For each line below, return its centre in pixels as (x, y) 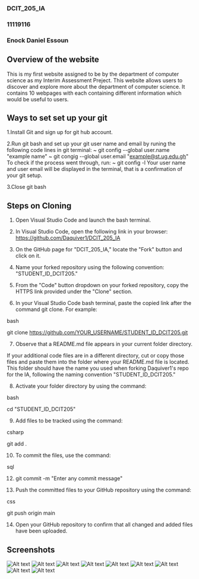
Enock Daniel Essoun (38, 40)
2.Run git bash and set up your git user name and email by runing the (91, 144)
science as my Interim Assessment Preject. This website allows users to (95, 80)
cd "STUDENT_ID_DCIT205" (41, 409)
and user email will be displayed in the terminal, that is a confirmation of (95, 169)
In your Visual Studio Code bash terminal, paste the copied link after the (103, 303)
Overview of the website (53, 60)
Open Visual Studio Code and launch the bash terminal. (83, 220)
